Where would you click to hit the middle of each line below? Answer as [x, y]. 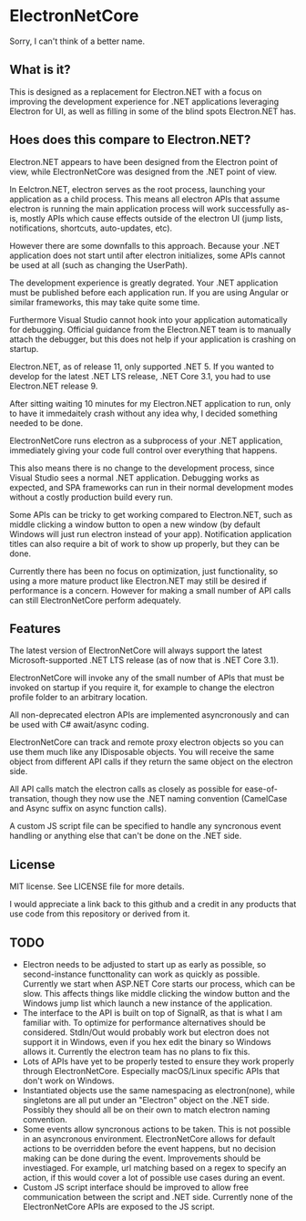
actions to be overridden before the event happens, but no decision [149, 1149]
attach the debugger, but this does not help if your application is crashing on [153, 339]
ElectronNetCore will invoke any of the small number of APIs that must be [147, 678]
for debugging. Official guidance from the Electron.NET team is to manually [150, 329]
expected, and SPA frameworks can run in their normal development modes [152, 487]
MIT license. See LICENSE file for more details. [97, 886]
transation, [30, 799]
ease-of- [261, 789]
